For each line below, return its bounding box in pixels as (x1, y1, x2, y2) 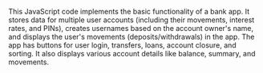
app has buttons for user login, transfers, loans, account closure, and (8, 40, 237, 50)
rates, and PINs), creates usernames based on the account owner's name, (8, 24, 254, 33)
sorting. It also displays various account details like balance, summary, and (8, 49, 256, 58)
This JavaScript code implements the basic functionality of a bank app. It (8, 7, 250, 16)
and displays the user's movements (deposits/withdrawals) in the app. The (8, 32, 255, 41)
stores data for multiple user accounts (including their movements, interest (8, 15, 255, 25)
